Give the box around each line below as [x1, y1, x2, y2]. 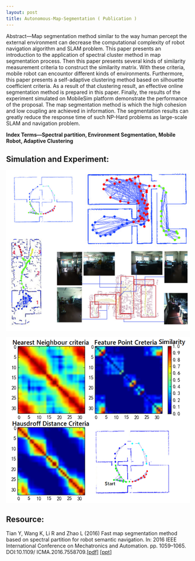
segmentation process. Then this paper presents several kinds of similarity [6, 57, 186, 64]
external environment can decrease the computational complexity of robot [6, 39, 185, 46]
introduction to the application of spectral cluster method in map [6, 51, 161, 58]
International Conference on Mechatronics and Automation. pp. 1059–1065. [6, 542, 186, 549]
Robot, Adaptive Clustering [6, 137, 74, 144]
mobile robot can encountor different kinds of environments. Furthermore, [6, 70, 184, 77]
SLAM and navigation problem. [6, 120, 81, 127]
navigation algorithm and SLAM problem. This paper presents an [6, 45, 162, 52]
